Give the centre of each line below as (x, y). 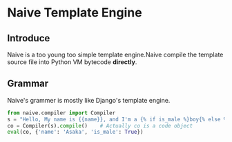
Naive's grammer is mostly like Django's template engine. (89, 100)
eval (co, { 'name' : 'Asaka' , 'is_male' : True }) (75, 132)
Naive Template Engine (75, 13)
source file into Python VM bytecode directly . (72, 62)
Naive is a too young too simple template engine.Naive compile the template (115, 54)
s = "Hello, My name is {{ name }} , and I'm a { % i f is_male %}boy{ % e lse (114, 119)
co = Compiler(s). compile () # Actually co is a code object (100, 125)
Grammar (28, 84)
